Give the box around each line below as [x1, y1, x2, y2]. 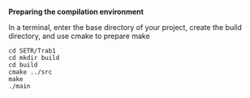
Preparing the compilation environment [8, 7, 144, 16]
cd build [8, 61, 38, 69]
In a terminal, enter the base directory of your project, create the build [8, 23, 242, 32]
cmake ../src [8, 68, 53, 76]
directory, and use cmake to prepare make [8, 32, 150, 40]
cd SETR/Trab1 [8, 47, 57, 55]
